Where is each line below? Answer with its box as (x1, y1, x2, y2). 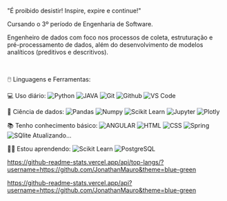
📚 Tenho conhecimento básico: (7, 122, 98, 129)
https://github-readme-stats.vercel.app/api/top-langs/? (7, 158, 164, 166)
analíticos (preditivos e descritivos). (7, 48, 109, 56)
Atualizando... (32, 131, 72, 140)
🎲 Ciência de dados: (7, 108, 64, 115)
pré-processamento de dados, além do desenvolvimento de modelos (7, 41, 204, 48)
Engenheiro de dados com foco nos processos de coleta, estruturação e (7, 33, 213, 41)
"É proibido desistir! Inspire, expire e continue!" (7, 7, 141, 15)
